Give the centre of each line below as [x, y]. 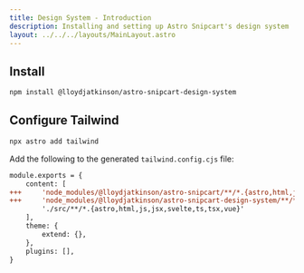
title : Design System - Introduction [81, 18]
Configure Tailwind [64, 120]
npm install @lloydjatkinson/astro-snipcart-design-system [123, 93]
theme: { [42, 226]
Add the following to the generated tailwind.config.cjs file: [122, 159]
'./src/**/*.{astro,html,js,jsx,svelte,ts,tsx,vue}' [143, 210]
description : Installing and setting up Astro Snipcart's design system [149, 26]
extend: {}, [65, 234]
